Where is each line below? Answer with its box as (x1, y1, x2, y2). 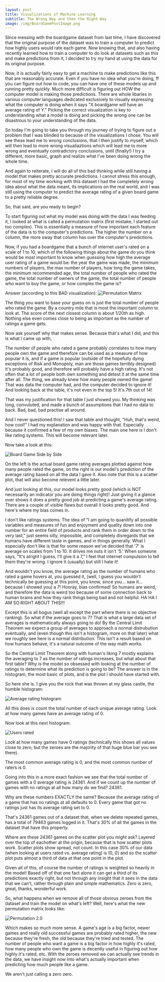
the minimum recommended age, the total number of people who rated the (5, 270, 157, 276)
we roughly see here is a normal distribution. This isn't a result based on (5, 636, 152, 642)
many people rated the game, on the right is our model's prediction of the (5, 466, 154, 472)
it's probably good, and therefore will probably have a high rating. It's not (5, 366, 154, 372)
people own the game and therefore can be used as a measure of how (5, 350, 148, 356)
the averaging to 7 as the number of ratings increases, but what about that (5, 656, 156, 662)
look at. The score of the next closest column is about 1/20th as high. (5, 310, 145, 316)
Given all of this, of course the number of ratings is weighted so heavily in (5, 865, 155, 871)
